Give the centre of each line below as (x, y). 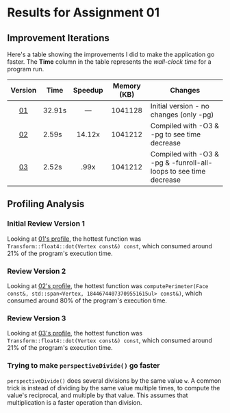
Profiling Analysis (46, 204)
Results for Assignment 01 (84, 13)
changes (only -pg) (182, 115)
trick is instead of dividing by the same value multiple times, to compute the (114, 388)
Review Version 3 (37, 318)
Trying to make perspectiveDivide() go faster (84, 366)
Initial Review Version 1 (46, 224)
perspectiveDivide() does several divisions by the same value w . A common (114, 380)
